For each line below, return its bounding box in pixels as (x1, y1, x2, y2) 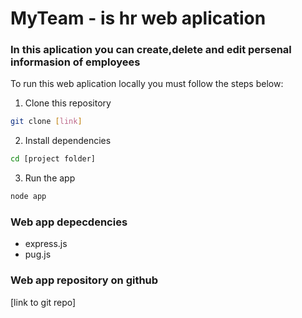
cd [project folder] (10, 154, 97, 164)
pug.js (24, 248, 52, 261)
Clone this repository (24, 97, 112, 109)
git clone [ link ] (10, 117, 83, 127)
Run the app (24, 172, 76, 184)
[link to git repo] (10, 296, 77, 308)
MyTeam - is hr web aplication (10, 7, 267, 30)
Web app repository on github (10, 273, 159, 287)
